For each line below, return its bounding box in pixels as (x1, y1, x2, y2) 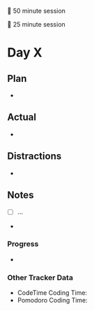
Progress (7, 239, 39, 249)
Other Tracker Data (7, 272, 73, 282)
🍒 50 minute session (7, 7, 66, 15)
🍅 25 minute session (7, 20, 66, 28)
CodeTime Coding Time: (17, 289, 88, 297)
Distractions (7, 151, 62, 163)
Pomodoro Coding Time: (17, 296, 88, 305)
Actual (7, 111, 37, 123)
